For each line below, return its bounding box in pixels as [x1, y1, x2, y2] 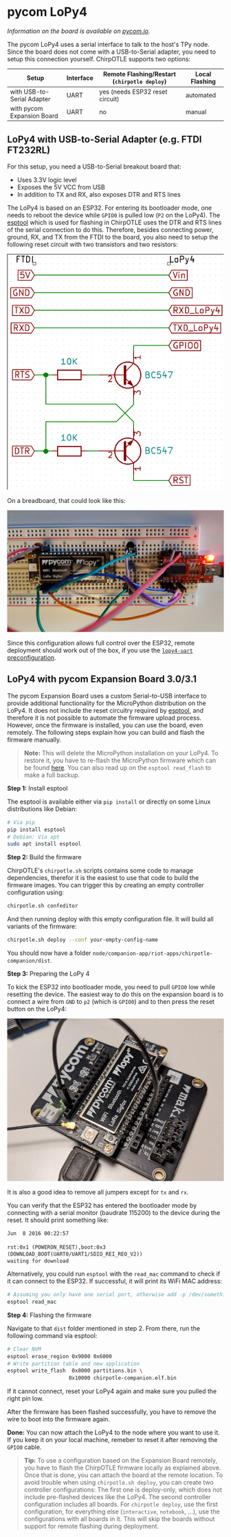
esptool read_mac [7, 1298, 57, 1305]
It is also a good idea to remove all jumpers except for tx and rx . [7, 1188, 189, 1196]
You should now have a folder [7, 949, 91, 957]
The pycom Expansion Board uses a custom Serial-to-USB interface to [7, 691, 207, 700]
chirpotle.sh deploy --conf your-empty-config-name [7, 936, 158, 943]
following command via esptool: [7, 1331, 98, 1340]
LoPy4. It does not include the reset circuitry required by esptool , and [7, 706, 204, 714]
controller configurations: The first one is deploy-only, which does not [23, 1485, 222, 1494]
